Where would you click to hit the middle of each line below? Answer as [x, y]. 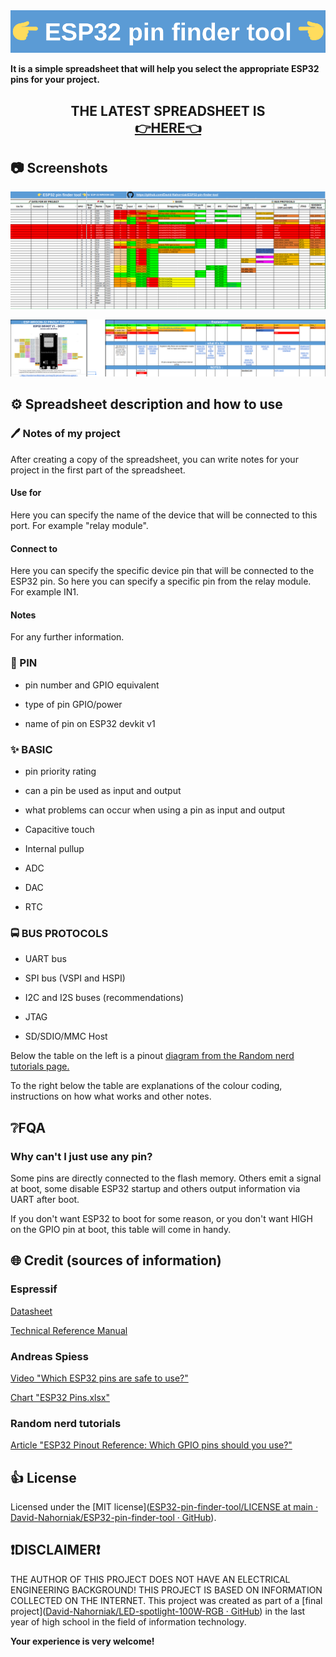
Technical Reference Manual [69, 1330]
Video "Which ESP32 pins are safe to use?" [99, 1378]
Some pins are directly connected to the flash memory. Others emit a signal [166, 1178]
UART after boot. [45, 1199]
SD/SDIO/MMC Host [66, 1036]
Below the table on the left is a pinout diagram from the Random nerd [152, 1056]
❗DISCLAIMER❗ [55, 1550]
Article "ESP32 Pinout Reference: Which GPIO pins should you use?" [151, 1445]
